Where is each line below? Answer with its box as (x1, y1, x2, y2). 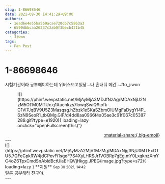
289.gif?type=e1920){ (17, 117, 62, 123)
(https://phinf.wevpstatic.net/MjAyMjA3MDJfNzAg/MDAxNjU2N (17, 96, 146, 102)
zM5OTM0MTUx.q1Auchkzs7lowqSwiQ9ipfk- (17, 101, 109, 108)
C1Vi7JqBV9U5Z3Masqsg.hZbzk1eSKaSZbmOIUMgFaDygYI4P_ (17, 107, 146, 113)
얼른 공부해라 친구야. (5, 170, 45, 176)
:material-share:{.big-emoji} (104, 132, 160, 138)
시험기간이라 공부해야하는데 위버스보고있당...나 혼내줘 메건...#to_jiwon (5, 81, 140, 87)
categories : (5, 30, 29, 35)
